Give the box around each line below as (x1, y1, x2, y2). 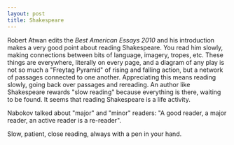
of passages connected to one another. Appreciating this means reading (7, 72, 216, 81)
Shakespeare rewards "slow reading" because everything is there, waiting (7, 88, 221, 96)
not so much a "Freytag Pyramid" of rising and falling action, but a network (7, 66, 223, 74)
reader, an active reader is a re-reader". (7, 116, 121, 124)
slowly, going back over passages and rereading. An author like (7, 80, 191, 89)
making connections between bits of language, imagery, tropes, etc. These (7, 50, 224, 59)
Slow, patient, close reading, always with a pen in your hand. (7, 130, 182, 138)
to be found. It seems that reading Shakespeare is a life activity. (7, 95, 191, 103)
